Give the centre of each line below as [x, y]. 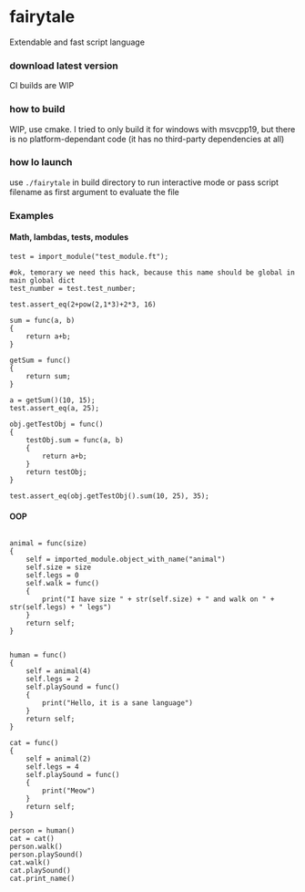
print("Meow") [69, 791]
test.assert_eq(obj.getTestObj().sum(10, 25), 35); [109, 496]
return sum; [48, 376]
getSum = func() [40, 360]
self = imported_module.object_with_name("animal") [126, 560]
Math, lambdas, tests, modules [69, 237]
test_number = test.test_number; [73, 288]
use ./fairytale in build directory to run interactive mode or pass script [144, 182]
